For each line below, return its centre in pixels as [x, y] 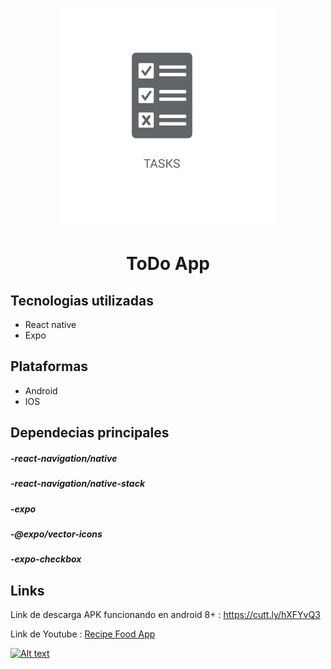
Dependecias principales [90, 433]
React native [50, 324]
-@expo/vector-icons [56, 534]
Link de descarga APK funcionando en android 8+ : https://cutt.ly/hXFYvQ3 [165, 615]
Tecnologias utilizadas [82, 300]
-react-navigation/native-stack [78, 484]
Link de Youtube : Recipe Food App [83, 634]
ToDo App [168, 264]
